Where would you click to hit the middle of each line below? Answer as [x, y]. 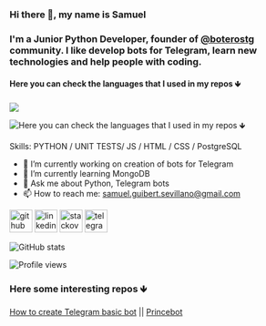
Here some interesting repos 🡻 [78, 289]
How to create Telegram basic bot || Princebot [96, 312]
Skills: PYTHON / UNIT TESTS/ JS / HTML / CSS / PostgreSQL [126, 147]
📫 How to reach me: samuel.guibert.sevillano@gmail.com [132, 194]
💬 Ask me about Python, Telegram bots [96, 183]
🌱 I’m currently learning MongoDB [86, 174]
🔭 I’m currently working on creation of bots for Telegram [128, 164]
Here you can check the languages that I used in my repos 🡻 [125, 84]
